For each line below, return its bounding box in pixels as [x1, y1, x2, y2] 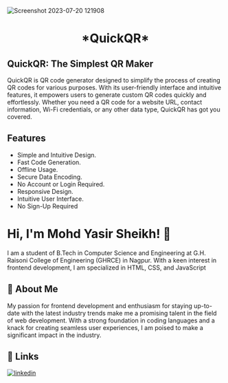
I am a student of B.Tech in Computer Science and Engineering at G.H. [7, 248, 206, 257]
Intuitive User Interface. [16, 195, 84, 203]
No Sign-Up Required [16, 201, 78, 210]
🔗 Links [7, 351, 39, 362]
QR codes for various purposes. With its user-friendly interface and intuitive [7, 83, 222, 91]
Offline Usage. [16, 165, 58, 173]
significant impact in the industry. [7, 331, 102, 339]
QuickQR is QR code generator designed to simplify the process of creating [7, 76, 221, 84]
